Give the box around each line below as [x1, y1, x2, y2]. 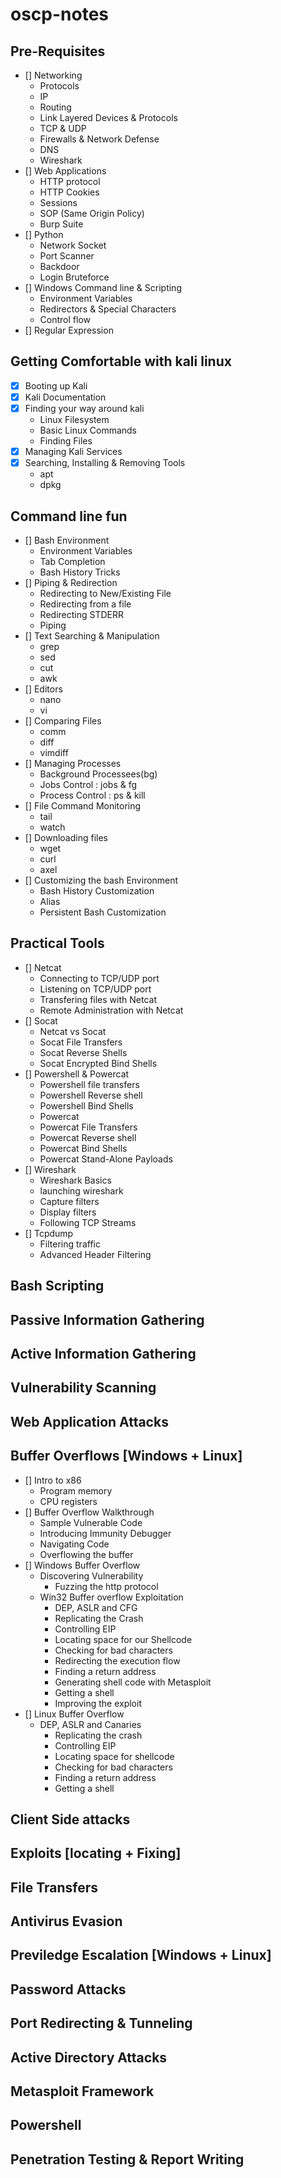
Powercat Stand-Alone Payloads [39, 1153, 173, 1165]
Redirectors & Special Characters [39, 303, 177, 315]
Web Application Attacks [10, 1413, 169, 1430]
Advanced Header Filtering [39, 1248, 152, 1260]
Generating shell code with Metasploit [54, 1676, 212, 1688]
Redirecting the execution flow [54, 1654, 181, 1667]
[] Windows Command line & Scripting [24, 282, 182, 293]
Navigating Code [39, 1538, 110, 1550]
